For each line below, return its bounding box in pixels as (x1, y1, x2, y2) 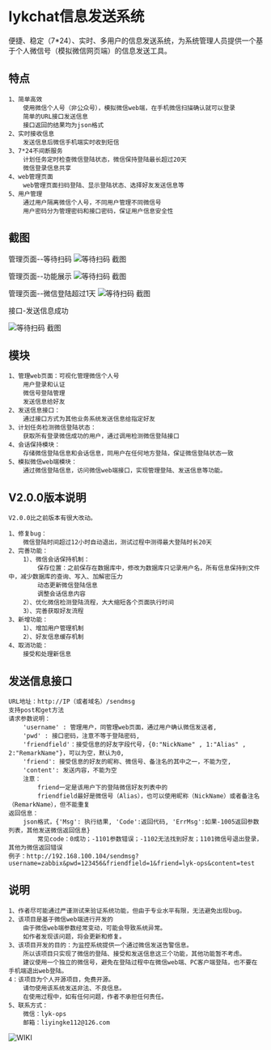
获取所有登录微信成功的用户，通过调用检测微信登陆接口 (23, 432, 180, 441)
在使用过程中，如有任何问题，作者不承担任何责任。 (23, 993, 168, 1001)
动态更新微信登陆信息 (37, 582, 99, 590)
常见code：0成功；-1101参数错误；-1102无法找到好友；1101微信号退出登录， (37, 835, 263, 843)
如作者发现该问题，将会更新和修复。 (23, 932, 125, 941)
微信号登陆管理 (23, 389, 66, 397)
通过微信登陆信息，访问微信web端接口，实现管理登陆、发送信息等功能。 (23, 467, 227, 475)
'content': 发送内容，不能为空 (23, 766, 117, 774)
